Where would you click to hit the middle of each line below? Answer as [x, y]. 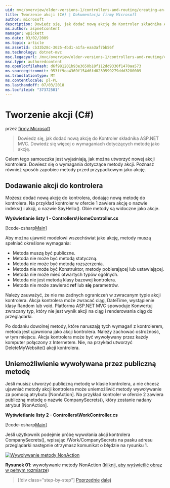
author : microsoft [25, 19]
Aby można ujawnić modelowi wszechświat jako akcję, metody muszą [78, 238]
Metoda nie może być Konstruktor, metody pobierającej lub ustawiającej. [88, 269]
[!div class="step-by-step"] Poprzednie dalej [64, 480]
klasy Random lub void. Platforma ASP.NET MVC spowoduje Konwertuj [79, 306]
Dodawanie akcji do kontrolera [54, 186]
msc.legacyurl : [21, 57]
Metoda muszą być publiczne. [44, 253]
